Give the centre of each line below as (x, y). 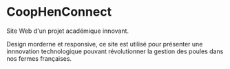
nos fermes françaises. (39, 58)
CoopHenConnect (59, 12)
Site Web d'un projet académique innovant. (67, 31)
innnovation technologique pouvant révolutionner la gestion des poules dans (115, 51)
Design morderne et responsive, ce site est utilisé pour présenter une (105, 44)
